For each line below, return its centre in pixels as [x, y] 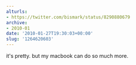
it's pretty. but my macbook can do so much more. [67, 56]
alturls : [17, 12]
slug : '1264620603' [30, 39]
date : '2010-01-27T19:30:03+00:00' [50, 34]
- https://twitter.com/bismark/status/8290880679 [68, 17]
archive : [17, 22]
